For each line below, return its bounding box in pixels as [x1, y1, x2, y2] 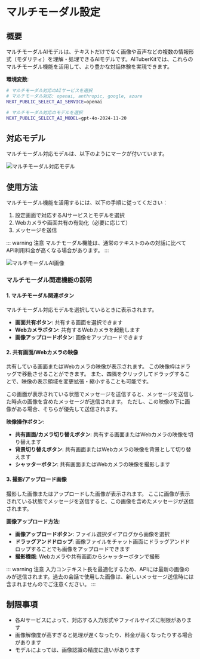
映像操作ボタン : [6, 418, 45, 425]
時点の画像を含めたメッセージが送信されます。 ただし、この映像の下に [11, 398, 185, 405]
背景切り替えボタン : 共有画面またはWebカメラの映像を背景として [14, 446, 176, 453]
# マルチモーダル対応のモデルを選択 [6, 109, 83, 115]
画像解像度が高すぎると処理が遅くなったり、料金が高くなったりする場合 [14, 632, 193, 639]
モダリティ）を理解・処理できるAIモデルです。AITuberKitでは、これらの [16, 56, 193, 63]
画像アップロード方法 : [6, 517, 61, 525]
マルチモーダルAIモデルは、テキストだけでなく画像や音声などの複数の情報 [6, 48, 189, 55]
